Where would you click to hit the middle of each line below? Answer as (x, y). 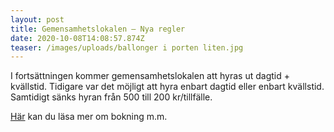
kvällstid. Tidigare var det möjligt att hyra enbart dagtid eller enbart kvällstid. (167, 87)
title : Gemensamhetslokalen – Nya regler (98, 29)
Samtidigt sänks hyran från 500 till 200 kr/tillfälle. (111, 97)
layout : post (37, 19)
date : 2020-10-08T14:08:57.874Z (77, 38)
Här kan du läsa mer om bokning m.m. (89, 117)
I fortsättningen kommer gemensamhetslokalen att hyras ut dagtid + (150, 76)
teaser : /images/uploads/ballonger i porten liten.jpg (127, 47)
